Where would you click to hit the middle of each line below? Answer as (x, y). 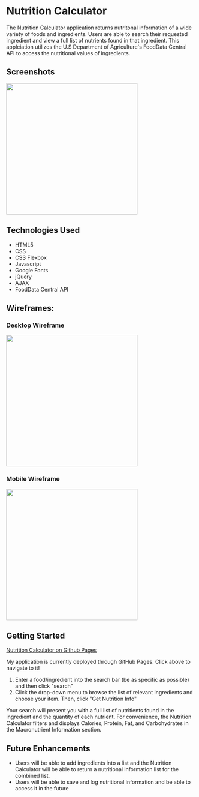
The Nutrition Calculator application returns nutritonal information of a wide (99, 28)
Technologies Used (43, 230)
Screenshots (31, 72)
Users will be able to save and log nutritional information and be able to (102, 782)
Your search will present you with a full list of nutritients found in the (90, 711)
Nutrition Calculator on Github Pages (52, 650)
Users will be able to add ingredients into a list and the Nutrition (93, 763)
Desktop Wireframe (35, 325)
